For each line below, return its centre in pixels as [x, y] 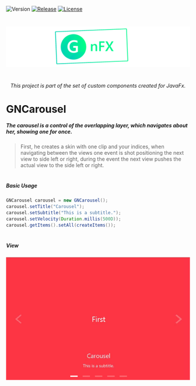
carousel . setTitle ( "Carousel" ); [45, 207]
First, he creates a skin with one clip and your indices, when [92, 147]
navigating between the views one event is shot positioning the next [102, 152]
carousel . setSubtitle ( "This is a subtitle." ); [64, 213]
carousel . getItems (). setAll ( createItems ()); [61, 225]
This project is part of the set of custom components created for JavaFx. [98, 85]
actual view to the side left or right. [62, 165]
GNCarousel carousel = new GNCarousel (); [57, 201]
